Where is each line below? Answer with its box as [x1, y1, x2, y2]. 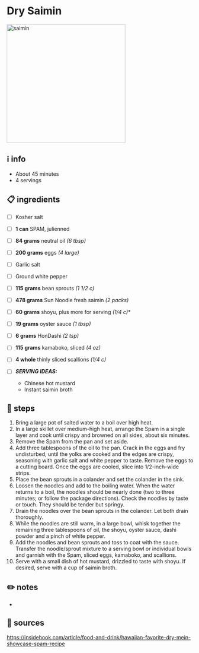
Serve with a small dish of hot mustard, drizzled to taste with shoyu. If [15, 558, 186, 565]
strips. [15, 470, 31, 477]
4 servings [15, 176, 42, 183]
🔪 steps [7, 403, 35, 413]
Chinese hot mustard [24, 380, 76, 387]
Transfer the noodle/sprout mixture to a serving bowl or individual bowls [15, 545, 192, 553]
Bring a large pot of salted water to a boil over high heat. [15, 419, 153, 426]
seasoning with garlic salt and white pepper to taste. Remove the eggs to [15, 457, 194, 464]
